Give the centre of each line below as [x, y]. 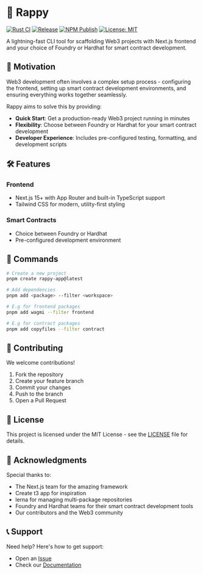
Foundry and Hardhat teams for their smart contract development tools [104, 506]
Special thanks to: [29, 474]
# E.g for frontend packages [43, 307]
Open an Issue [33, 558]
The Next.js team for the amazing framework [71, 486]
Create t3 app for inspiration [51, 493]
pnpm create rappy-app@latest [45, 279]
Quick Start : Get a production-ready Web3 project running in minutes [102, 118]
